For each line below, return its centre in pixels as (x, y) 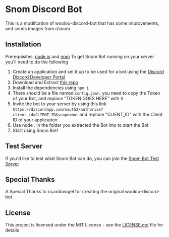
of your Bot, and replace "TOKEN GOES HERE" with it (68, 98)
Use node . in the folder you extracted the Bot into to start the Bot (80, 125)
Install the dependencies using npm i (51, 88)
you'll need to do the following (37, 62)
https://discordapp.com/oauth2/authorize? (58, 109)
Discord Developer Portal (39, 77)
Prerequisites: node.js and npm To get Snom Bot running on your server (80, 56)
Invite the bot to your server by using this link (60, 104)
